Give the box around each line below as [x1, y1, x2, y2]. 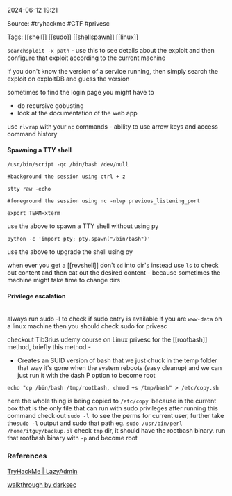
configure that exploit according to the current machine [7, 54, 165, 62]
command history [7, 130, 58, 138]
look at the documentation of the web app [17, 109, 138, 117]
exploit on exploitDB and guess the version [7, 74, 130, 83]
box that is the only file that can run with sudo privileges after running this [7, 404, 219, 413]
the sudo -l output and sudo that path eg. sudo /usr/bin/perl [7, 419, 183, 427]
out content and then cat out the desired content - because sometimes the [7, 269, 221, 277]
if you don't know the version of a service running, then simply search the [7, 67, 219, 75]
